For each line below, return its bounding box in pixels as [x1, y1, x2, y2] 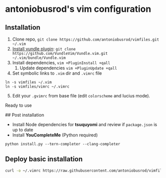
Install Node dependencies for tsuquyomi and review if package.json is [12, 122, 157, 127]
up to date [12, 127, 34, 133]
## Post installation [5, 112, 44, 118]
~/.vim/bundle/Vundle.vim [12, 55, 66, 60]
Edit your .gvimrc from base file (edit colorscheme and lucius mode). [12, 93, 151, 98]
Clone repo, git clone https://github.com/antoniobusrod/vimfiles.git [12, 36, 160, 42]
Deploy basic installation [5, 155, 83, 164]
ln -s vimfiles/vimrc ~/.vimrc [5, 84, 70, 89]
